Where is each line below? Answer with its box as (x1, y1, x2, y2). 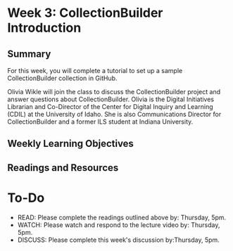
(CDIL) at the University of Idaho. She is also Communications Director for (7, 110, 222, 118)
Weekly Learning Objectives (7, 138, 134, 150)
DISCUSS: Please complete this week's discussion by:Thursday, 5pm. (17, 236, 220, 244)
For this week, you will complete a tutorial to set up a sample (7, 67, 183, 75)
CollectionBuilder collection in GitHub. (7, 74, 118, 82)
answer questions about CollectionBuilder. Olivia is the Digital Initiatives (7, 95, 215, 103)
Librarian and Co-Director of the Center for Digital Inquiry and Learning (7, 103, 213, 110)
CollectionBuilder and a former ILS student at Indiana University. (7, 117, 194, 126)
